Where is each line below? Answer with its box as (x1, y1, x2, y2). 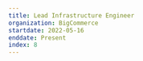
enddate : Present (8, 33, 67, 42)
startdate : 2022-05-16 (8, 26, 84, 34)
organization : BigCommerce (8, 19, 99, 27)
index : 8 (8, 41, 38, 49)
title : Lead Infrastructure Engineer (8, 11, 135, 20)
